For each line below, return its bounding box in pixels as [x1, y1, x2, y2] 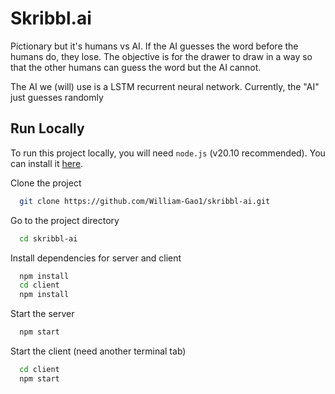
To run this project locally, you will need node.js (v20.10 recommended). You [10, 147, 326, 159]
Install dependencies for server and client [10, 252, 182, 264]
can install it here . [10, 157, 84, 169]
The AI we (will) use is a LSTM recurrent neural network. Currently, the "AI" [10, 80, 320, 92]
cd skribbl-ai [19, 233, 78, 244]
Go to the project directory [10, 214, 120, 226]
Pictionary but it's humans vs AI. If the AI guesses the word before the [10, 40, 299, 52]
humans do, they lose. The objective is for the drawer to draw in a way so [10, 50, 313, 62]
